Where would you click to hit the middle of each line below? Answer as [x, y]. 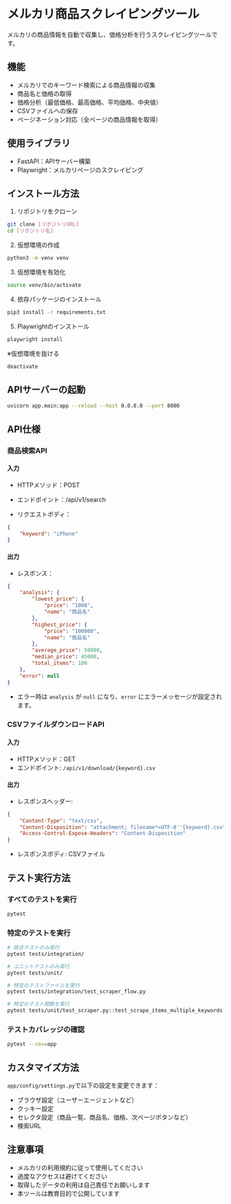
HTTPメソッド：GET [46, 759]
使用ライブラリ [39, 143]
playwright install [35, 339]
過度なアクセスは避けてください [62, 1176]
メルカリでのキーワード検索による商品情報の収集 [86, 85]
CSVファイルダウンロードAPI [56, 725]
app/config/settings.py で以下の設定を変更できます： [83, 1085]
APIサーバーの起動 [46, 389]
